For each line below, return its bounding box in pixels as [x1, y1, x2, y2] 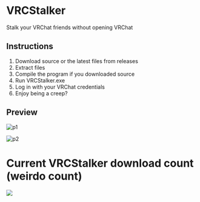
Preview [6, 107, 38, 118]
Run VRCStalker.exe [15, 76, 65, 84]
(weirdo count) [6, 169, 82, 183]
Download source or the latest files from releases [15, 57, 138, 64]
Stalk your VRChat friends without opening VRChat [6, 24, 133, 31]
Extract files [15, 64, 45, 71]
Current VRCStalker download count [6, 156, 194, 170]
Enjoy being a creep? [15, 89, 68, 97]
